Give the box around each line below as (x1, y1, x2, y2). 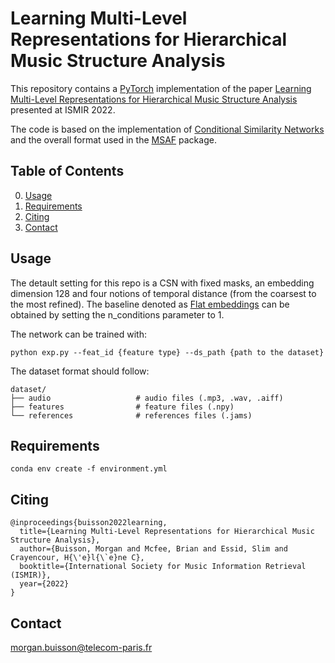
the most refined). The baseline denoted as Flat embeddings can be (10, 298, 290, 310)
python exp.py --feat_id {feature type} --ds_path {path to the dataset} (10, 347, 325, 357)
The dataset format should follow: (10, 365, 150, 377)
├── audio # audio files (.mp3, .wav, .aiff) (10, 393, 284, 403)
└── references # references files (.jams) (10, 410, 253, 421)
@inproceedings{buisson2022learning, (10, 518, 168, 528)
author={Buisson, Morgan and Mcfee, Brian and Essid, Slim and (19, 544, 288, 554)
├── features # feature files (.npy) (10, 402, 235, 412)
